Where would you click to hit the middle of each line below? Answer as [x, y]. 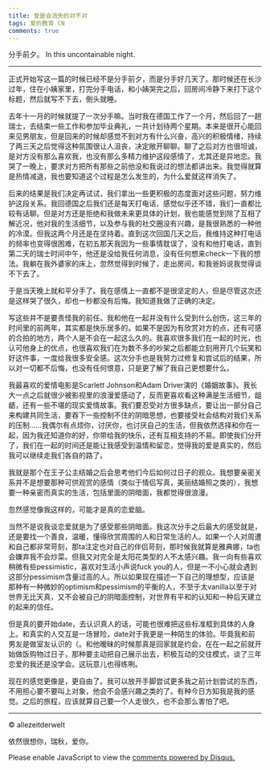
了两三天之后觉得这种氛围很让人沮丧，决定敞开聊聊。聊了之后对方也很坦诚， [135, 146]
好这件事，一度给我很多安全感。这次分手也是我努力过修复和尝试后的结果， [131, 358]
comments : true [34, 31]
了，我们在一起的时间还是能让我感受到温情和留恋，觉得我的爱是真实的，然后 [135, 446]
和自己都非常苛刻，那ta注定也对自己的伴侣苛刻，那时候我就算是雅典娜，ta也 [135, 547]
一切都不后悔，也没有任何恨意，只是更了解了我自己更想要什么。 [128, 368]
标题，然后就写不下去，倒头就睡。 [65, 99]
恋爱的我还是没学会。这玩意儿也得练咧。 [75, 664]
